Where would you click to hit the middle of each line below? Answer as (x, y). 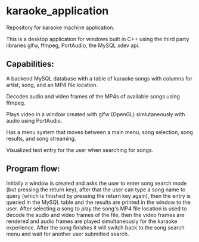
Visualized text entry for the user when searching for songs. (80, 150)
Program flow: (33, 169)
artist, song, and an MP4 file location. (52, 85)
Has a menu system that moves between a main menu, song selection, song (100, 132)
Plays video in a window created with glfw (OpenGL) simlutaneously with (96, 114)
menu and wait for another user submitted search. (68, 234)
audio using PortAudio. (34, 120)
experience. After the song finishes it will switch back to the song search (95, 227)
